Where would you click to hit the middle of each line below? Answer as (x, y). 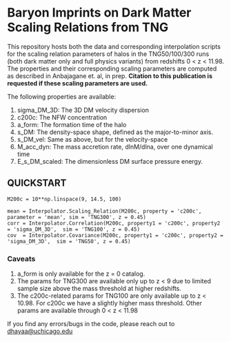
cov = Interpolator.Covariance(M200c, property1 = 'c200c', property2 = (115, 235)
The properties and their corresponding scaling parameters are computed (112, 68)
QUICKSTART (37, 183)
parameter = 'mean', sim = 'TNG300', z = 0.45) (77, 217)
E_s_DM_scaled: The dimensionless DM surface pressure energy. (110, 161)
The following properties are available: (61, 96)
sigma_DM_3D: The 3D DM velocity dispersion (83, 110)
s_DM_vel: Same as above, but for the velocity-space (92, 139)
